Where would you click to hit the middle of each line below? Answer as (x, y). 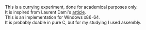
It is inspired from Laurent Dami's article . (46, 12)
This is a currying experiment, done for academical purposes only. (72, 7)
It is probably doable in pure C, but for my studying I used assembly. (73, 22)
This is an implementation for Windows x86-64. (53, 17)
